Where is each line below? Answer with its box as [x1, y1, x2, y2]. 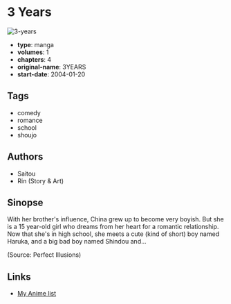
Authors [7, 151, 44, 163]
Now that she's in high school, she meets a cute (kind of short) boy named [7, 230, 220, 238]
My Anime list [17, 289, 57, 298]
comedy [17, 108, 41, 117]
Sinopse [7, 196, 44, 208]
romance [17, 116, 43, 124]
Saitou [17, 169, 36, 178]
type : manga [17, 40, 54, 49]
